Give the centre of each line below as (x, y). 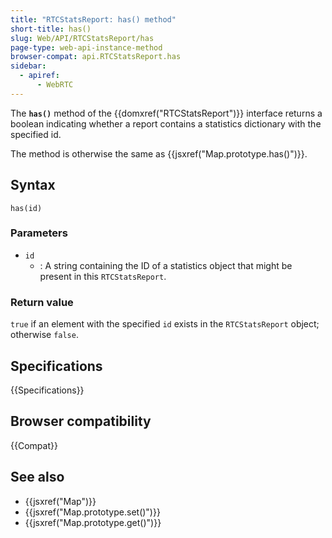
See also (37, 477)
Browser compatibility (81, 421)
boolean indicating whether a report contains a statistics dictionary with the (166, 123)
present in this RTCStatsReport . (103, 276)
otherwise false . (44, 335)
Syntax (33, 185)
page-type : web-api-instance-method (86, 47)
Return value (42, 302)
